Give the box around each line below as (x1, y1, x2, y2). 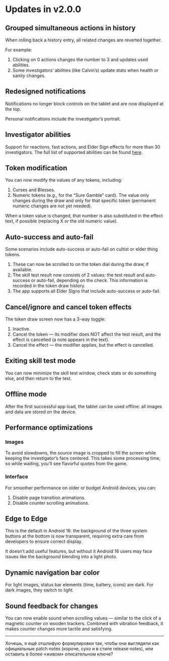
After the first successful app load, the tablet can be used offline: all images (5, 403, 162, 409)
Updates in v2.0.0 (5, 4, 81, 15)
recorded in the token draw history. (12, 283, 86, 289)
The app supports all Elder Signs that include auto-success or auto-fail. (12, 288, 161, 294)
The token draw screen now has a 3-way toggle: (5, 316, 106, 322)
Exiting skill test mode (5, 357, 76, 365)
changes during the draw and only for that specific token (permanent (12, 198, 156, 204)
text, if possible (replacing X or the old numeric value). (5, 218, 118, 224)
